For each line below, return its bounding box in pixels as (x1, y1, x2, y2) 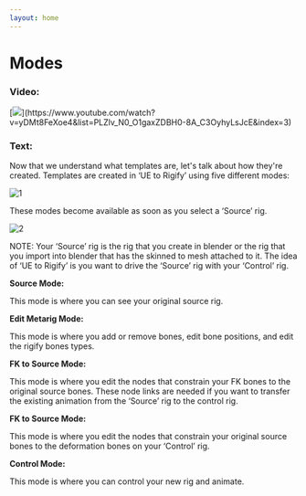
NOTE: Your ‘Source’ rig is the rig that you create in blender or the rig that (9, 241, 286, 252)
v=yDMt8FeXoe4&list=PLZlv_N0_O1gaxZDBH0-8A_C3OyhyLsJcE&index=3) (9, 117, 292, 128)
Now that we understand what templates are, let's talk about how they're (9, 161, 283, 172)
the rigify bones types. (9, 341, 95, 352)
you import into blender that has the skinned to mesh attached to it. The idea (9, 250, 298, 261)
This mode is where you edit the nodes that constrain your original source (9, 431, 288, 442)
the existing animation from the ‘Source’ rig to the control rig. (9, 396, 239, 406)
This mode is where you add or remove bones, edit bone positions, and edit (9, 331, 294, 343)
